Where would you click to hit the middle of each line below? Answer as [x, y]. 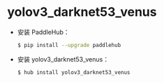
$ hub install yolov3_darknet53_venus [74, 72]
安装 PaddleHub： [43, 32]
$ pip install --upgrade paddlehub [69, 45]
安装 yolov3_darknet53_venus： [63, 59]
